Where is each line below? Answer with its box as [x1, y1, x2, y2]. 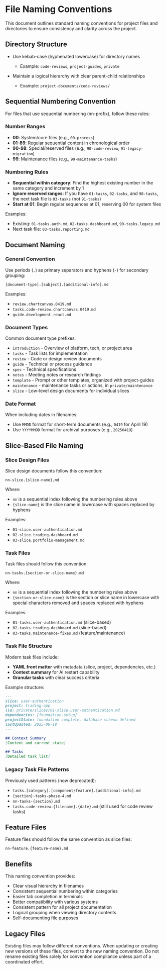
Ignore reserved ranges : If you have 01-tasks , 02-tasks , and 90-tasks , [12, 190, 158, 197]
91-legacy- [120, 146, 143, 151]
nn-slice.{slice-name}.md [5, 477, 59, 483]
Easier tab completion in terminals [12, 894, 83, 900]
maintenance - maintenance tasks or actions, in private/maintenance [12, 382, 153, 389]
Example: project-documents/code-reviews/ [20, 82, 110, 88]
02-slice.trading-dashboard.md [12, 533, 78, 538]
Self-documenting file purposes [12, 915, 79, 921]
